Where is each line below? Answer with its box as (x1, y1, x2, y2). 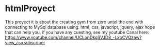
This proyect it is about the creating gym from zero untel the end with (5, 19, 144, 25)
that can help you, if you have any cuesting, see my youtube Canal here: (5, 29, 149, 35)
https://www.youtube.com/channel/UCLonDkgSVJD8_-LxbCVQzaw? (5, 34, 142, 40)
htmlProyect (5, 3, 56, 14)
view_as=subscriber (5, 39, 45, 45)
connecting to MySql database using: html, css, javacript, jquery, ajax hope (5, 24, 155, 30)
